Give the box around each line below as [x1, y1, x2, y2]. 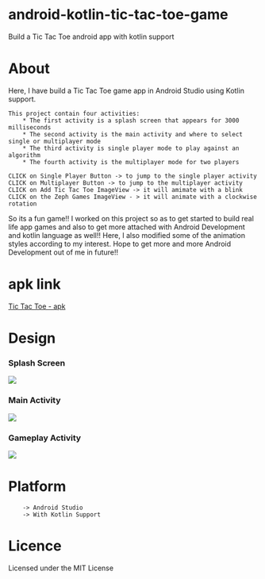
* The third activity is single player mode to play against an [22, 144, 240, 152]
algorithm [8, 151, 41, 159]
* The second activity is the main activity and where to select [22, 130, 244, 138]
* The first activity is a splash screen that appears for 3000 [22, 117, 240, 125]
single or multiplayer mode [8, 137, 102, 145]
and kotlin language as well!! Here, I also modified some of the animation [8, 230, 246, 240]
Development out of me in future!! [8, 247, 119, 257]
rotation [8, 200, 37, 208]
